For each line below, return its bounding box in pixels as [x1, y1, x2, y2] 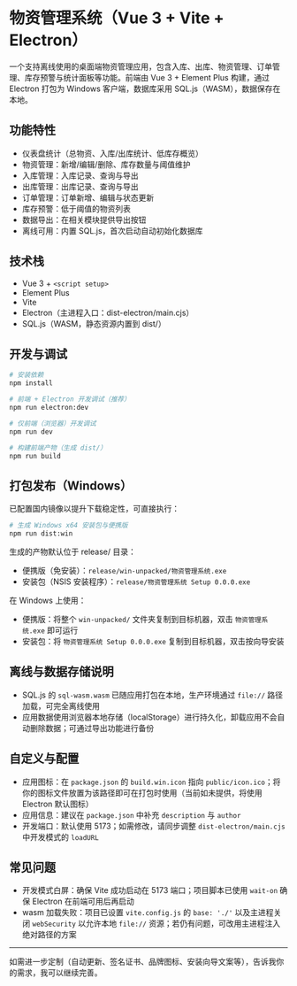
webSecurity [32, 920, 77, 929]
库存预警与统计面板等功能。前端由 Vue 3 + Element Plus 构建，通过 [24, 72, 270, 82]
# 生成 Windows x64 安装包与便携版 [9, 521, 128, 530]
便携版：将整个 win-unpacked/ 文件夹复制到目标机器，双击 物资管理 [21, 613, 263, 624]
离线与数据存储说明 [9, 665, 114, 680]
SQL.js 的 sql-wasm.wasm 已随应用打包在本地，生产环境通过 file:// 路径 [21, 689, 284, 700]
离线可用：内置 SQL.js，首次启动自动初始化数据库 [21, 225, 203, 235]
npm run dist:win [9, 529, 73, 538]
